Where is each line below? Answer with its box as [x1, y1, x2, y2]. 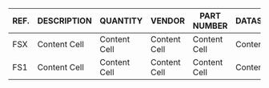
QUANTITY [99, 15, 143, 26]
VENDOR [151, 15, 186, 26]
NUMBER [192, 20, 228, 31]
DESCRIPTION [37, 15, 92, 26]
